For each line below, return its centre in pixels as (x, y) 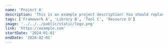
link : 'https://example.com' (35, 28)
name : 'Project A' (24, 10)
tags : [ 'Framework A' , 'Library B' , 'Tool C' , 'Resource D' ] (70, 19)
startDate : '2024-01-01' (31, 33)
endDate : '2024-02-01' (29, 38)
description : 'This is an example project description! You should (77, 14)
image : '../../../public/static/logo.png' (50, 24)
